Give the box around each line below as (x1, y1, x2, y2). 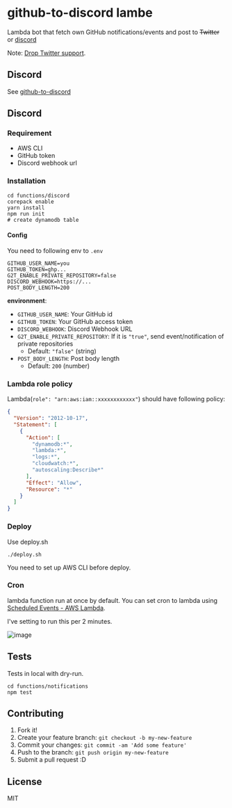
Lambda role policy (7, 379, 73, 389)
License (7, 775, 42, 787)
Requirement (7, 129, 52, 138)
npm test (7, 688, 33, 696)
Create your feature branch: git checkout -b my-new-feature (17, 734, 192, 742)
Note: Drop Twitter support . (7, 49, 86, 57)
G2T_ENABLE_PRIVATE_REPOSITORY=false (7, 272, 117, 279)
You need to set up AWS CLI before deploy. (7, 563, 131, 572)
